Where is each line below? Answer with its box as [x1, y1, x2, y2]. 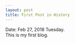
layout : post [5, 7, 33, 13]
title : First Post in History [5, 12, 70, 17]
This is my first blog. [5, 32, 49, 38]
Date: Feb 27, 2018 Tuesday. [5, 26, 65, 32]
